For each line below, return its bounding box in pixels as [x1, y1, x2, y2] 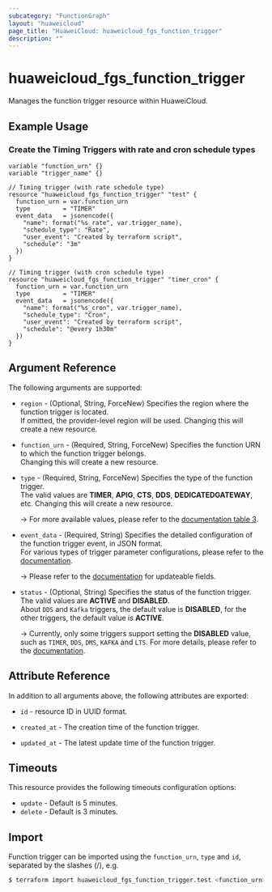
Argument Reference [8, 361, 117, 375]
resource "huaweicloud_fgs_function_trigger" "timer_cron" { [8, 275, 219, 283]
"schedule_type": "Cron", [23, 311, 111, 319]
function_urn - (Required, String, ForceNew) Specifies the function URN [19, 440, 261, 449]
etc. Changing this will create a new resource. [19, 499, 173, 508]
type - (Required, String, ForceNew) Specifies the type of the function [19, 473, 253, 482]
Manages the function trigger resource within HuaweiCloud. [8, 96, 208, 106]
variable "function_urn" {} [8, 162, 104, 170]
